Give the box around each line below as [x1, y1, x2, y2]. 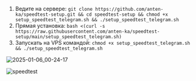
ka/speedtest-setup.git [15, 11, 76, 18]
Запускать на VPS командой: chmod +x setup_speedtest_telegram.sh [15, 39, 191, 46]
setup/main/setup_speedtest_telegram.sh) [15, 34, 122, 40]
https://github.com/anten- [95, 6, 164, 12]
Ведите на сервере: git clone [15, 5, 93, 12]
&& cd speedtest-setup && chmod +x [78, 11, 169, 18]
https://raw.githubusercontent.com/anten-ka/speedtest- [15, 28, 160, 34]
